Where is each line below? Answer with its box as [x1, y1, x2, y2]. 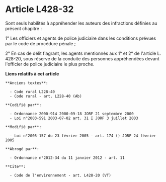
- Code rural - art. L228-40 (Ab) [10, 94, 82, 99]
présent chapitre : [5, 25, 42, 31]
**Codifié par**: [5, 102, 42, 108]
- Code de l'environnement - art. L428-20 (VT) [10, 172, 112, 178]
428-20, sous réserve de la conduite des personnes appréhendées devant [5, 55, 159, 61]
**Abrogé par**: [5, 146, 39, 151]
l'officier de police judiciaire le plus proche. [5, 61, 95, 67]
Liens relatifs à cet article [5, 70, 59, 76]
